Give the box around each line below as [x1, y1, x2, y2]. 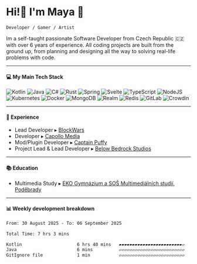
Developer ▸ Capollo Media [14, 133, 80, 140]
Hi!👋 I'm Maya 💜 [6, 5, 84, 19]
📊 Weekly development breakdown [6, 205, 95, 212]
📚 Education [6, 164, 38, 172]
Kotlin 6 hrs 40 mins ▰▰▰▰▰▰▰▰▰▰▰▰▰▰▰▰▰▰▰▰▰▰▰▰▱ [6, 241, 185, 248]
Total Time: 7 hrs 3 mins [6, 231, 69, 236]
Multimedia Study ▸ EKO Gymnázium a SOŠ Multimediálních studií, [14, 180, 175, 187]
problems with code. [6, 54, 56, 61]
